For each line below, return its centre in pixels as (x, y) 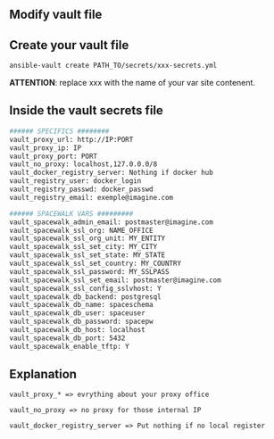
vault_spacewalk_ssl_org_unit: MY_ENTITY (87, 239)
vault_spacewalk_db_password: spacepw (81, 322)
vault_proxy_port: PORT (54, 156)
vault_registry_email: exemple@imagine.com (91, 197)
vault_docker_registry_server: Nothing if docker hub (112, 173)
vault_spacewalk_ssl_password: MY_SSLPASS (89, 271)
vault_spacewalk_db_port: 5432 (67, 338)
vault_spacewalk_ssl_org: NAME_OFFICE (81, 230)
